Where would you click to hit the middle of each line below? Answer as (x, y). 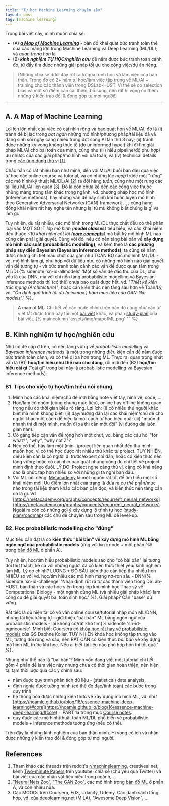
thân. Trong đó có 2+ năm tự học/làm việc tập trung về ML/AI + (83, 80)
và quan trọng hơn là (34, 54)
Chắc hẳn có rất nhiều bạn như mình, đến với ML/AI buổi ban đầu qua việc (82, 171)
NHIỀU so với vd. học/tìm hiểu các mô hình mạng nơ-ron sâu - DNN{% (78, 576)
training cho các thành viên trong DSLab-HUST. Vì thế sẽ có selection (90, 85)
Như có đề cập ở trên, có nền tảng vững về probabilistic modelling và (77, 347)
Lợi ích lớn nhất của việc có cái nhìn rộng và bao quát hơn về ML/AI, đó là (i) (84, 129)
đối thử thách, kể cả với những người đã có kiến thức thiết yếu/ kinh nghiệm (83, 565)
